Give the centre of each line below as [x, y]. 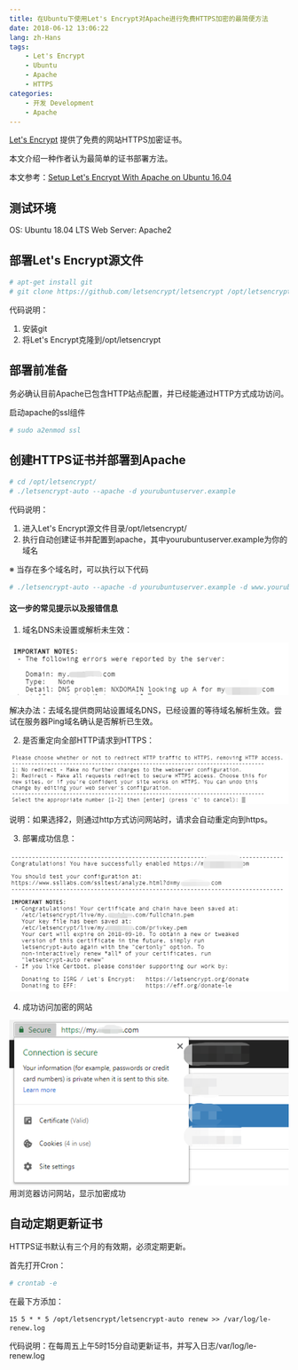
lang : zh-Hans [35, 37]
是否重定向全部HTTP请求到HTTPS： [88, 740]
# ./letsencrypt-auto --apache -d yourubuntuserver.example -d [129, 587]
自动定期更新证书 [56, 1223]
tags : [19, 47]
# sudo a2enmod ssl [45, 430]
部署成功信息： [49, 838]
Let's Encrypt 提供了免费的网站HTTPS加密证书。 [98, 140]
